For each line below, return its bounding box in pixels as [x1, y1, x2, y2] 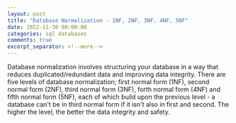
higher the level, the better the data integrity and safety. [7, 107, 170, 116]
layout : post [7, 10, 46, 18]
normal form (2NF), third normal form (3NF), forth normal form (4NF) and [7, 86, 221, 93]
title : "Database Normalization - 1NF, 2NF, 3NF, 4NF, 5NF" [7, 17, 189, 24]
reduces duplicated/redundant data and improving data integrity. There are [7, 70, 226, 78]
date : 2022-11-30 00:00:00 [7, 23, 87, 30]
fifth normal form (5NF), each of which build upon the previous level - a [7, 93, 215, 101]
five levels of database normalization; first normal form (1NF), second [7, 78, 210, 86]
